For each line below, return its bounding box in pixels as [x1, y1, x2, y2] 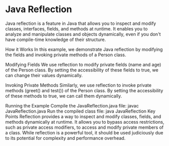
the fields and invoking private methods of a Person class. [5, 52, 126, 58]
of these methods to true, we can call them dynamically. [5, 93, 122, 99]
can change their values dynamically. [5, 72, 83, 78]
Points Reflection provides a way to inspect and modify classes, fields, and [5, 113, 161, 120]
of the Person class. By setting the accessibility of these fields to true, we [5, 67, 158, 73]
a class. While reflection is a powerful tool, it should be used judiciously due [5, 129, 163, 135]
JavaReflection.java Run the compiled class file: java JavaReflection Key [5, 108, 156, 114]
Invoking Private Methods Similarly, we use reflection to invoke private [5, 82, 152, 88]
